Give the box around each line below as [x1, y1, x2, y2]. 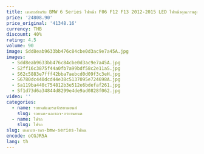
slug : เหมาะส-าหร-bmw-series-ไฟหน [6, 127, 87, 133]
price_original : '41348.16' [6, 20, 78, 26]
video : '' [6, 93, 32, 99]
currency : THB [6, 25, 42, 32]
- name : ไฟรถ [12, 116, 43, 122]
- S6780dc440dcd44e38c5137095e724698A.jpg [12, 76, 121, 82]
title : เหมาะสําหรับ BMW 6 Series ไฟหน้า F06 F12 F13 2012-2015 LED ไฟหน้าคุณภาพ [6, 8, 194, 15]
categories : [6, 99, 36, 105]
